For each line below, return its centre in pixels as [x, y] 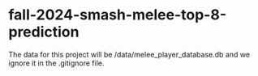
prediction [44, 32]
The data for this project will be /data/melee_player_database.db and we [129, 54]
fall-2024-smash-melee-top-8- [118, 15]
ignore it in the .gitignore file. [56, 63]
